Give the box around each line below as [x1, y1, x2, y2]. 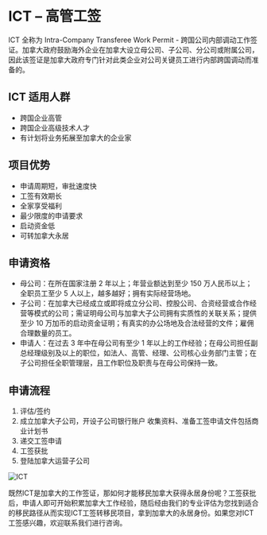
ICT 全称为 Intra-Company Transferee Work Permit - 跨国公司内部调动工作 [8, 35, 251, 45]
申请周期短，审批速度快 [19, 180, 97, 191]
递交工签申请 [19, 436, 62, 446]
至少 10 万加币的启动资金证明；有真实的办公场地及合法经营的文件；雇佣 [19, 319, 254, 328]
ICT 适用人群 [8, 91, 71, 104]
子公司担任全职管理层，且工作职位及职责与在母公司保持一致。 [19, 359, 222, 368]
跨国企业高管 [19, 113, 62, 122]
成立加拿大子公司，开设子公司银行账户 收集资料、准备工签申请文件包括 [19, 417, 252, 426]
